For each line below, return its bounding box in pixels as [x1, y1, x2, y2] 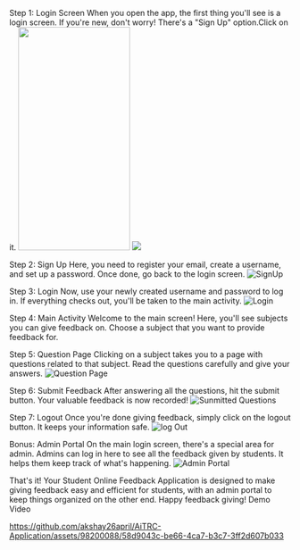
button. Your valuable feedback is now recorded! [9, 395, 189, 405]
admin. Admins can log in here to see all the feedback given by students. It [9, 448, 284, 459]
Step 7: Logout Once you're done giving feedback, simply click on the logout [9, 412, 292, 422]
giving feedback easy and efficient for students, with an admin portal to [9, 485, 272, 495]
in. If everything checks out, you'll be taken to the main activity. [9, 296, 243, 306]
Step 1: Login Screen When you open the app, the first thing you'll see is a [9, 8, 281, 18]
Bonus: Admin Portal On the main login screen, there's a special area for [9, 439, 275, 449]
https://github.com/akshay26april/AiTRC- [9, 521, 162, 531]
